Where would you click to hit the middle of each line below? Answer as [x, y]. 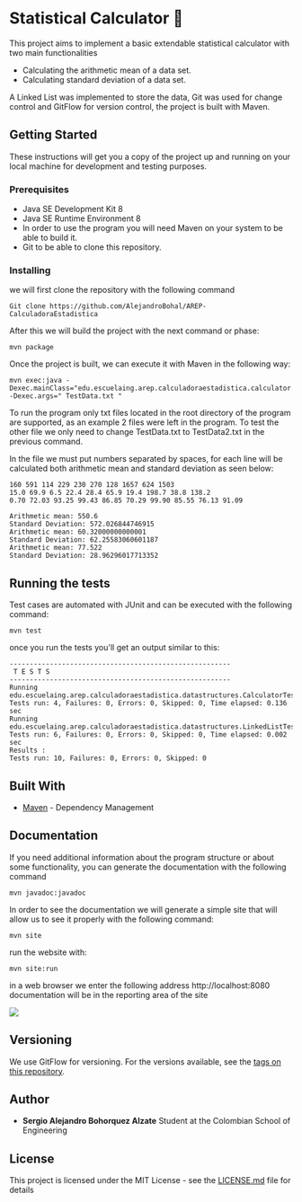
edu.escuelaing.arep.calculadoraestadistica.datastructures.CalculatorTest [154, 695]
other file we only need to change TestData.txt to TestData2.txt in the [137, 432]
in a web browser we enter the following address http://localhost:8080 [140, 985]
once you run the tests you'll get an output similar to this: [115, 648]
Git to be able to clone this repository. [92, 247]
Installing [30, 270]
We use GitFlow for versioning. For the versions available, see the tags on [145, 1061]
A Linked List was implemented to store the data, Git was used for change [146, 97]
